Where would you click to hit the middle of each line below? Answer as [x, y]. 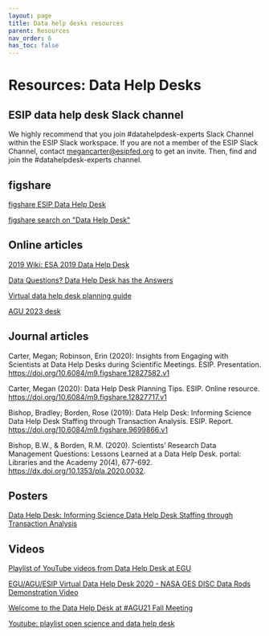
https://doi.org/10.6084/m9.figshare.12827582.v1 [89, 373]
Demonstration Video [43, 593]
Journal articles [49, 337]
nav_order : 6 [30, 38]
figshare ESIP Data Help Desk [57, 204]
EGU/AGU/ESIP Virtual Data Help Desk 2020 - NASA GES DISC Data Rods [130, 584]
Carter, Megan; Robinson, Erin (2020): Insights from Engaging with [118, 356]
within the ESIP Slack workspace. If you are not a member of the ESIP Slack [133, 143]
